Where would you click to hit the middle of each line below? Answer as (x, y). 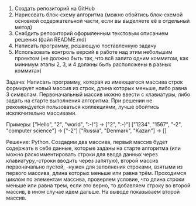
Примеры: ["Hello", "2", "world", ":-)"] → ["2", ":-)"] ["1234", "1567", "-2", (94, 124)
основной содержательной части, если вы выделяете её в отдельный (102, 21)
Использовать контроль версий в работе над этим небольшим (93, 52)
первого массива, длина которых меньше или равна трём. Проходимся (96, 173)
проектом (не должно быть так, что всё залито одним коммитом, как (102, 58)
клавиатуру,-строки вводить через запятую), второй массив (82, 161)
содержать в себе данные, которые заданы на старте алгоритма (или (94, 148)
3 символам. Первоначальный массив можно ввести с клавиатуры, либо (98, 94)
